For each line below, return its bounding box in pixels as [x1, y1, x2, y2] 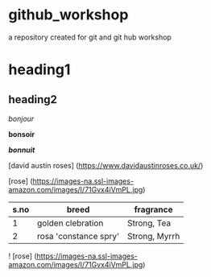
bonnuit [8, 145, 35, 155]
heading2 [8, 93, 58, 106]
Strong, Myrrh [127, 230, 180, 242]
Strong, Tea [127, 217, 172, 229]
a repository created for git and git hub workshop [8, 32, 172, 42]
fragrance [134, 204, 173, 215]
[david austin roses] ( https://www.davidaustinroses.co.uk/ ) [8, 160, 204, 170]
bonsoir [8, 129, 35, 138]
